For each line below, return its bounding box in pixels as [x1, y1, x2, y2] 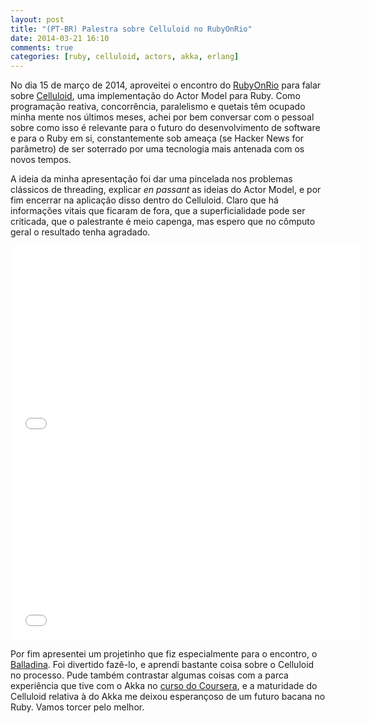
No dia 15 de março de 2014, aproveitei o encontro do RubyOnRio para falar [10, 79, 322, 91]
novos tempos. [10, 154, 72, 166]
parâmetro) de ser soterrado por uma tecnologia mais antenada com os [10, 143, 305, 155]
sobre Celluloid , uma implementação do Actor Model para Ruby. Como [10, 90, 301, 102]
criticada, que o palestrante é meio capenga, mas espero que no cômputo [10, 216, 316, 228]
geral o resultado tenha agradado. [10, 226, 151, 238]
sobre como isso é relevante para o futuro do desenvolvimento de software [10, 122, 321, 134]
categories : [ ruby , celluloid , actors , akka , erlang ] [10, 52, 240, 62]
